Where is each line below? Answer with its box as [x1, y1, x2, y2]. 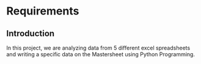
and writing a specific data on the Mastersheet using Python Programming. [6, 51, 196, 58]
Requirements [6, 4, 79, 18]
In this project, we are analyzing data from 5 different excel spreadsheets [6, 44, 191, 51]
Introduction [6, 28, 55, 39]
